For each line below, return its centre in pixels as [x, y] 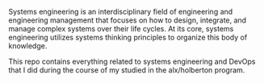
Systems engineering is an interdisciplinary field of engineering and [121, 12]
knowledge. [28, 46]
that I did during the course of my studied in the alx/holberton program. [127, 70]
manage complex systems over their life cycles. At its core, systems [121, 29]
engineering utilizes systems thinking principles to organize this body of [128, 37]
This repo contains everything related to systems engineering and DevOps [132, 61]
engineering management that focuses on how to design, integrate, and [128, 20]
